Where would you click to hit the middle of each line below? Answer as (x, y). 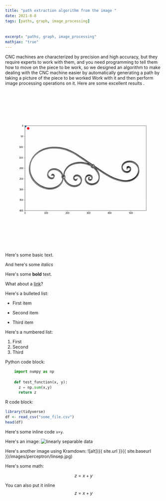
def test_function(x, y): (41, 382)
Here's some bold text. (29, 274)
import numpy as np (34, 371)
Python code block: (25, 362)
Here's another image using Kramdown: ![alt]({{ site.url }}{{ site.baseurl (78, 451)
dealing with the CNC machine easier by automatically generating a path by (83, 73)
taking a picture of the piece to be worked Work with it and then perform (79, 78)
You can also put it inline (30, 485)
